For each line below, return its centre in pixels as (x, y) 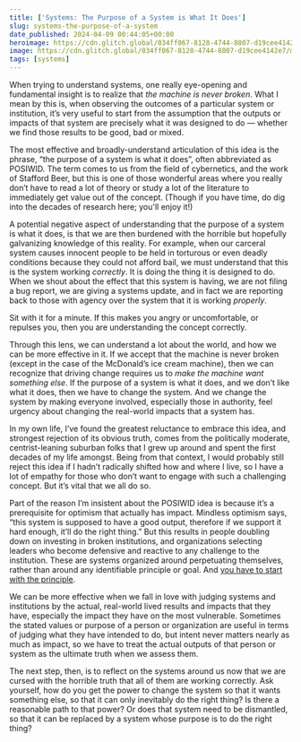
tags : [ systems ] (39, 59)
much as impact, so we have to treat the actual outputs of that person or (142, 644)
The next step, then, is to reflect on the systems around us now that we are (148, 671)
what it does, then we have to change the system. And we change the (138, 392)
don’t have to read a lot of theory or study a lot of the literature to (129, 188)
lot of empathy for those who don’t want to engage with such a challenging (148, 476)
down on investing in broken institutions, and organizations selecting (136, 541)
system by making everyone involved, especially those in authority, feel (141, 401)
